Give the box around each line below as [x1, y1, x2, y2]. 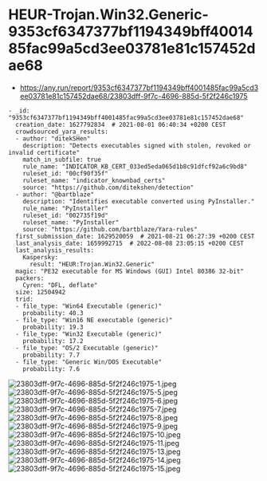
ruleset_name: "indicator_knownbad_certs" [22, 176, 166, 184]
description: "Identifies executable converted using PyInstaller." [22, 197, 255, 205]
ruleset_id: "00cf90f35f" [22, 169, 109, 177]
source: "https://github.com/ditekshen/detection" [22, 183, 194, 191]
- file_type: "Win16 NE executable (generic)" [15, 316, 173, 324]
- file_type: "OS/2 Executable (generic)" [15, 344, 159, 352]
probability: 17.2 [22, 337, 84, 345]
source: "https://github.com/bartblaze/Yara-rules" [22, 225, 198, 233]
